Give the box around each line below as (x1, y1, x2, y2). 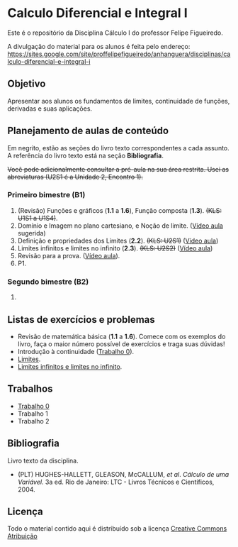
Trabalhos (7, 383, 53, 395)
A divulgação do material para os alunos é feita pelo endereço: (7, 42, 191, 50)
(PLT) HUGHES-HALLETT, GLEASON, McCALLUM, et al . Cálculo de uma (17, 470, 229, 478)
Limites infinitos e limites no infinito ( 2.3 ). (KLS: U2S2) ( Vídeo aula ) (17, 243, 213, 253)
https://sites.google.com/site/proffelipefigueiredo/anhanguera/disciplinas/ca (7, 50, 231, 58)
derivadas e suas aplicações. (7, 104, 93, 113)
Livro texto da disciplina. (7, 456, 79, 465)
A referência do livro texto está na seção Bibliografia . (7, 151, 164, 160)
